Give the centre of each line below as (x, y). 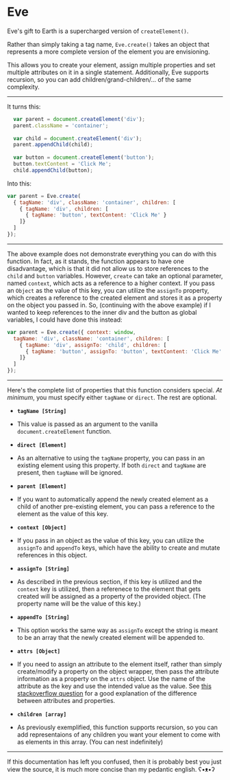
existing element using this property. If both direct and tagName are (112, 465)
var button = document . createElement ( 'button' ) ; (84, 158)
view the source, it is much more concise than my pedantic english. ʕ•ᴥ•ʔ (111, 770)
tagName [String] (42, 412)
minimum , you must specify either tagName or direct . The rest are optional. (112, 398)
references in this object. (52, 555)
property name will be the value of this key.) (79, 604)
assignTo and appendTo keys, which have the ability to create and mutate (118, 548)
